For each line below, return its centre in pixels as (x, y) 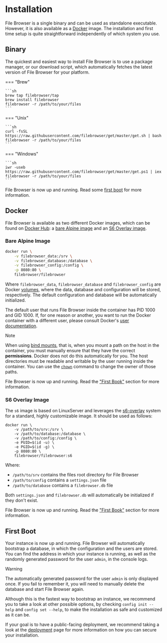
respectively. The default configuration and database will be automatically (81, 295)
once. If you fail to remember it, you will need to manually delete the (75, 584)
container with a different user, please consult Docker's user (67, 321)
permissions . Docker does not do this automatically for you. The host (77, 356)
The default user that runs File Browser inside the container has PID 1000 (80, 310)
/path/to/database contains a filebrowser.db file (63, 485)
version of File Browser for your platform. (47, 72)
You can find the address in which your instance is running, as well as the (81, 554)
